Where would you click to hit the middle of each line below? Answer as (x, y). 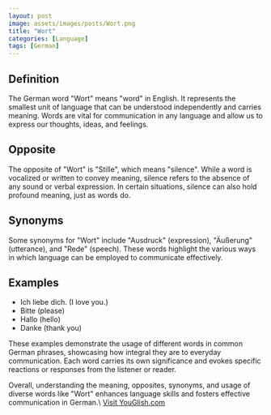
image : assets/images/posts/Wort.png (72, 24)
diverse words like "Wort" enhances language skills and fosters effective (129, 394)
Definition (34, 79)
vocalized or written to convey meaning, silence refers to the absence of (129, 178)
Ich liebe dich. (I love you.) (64, 302)
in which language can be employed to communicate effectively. (116, 257)
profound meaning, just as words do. (70, 195)
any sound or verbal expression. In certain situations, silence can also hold (133, 186)
